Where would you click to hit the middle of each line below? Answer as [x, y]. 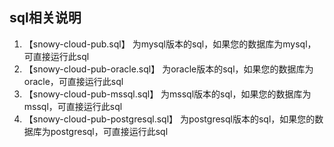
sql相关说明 [45, 18]
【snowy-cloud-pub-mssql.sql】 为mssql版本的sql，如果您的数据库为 [167, 94]
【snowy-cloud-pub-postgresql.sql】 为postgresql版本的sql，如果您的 [169, 119]
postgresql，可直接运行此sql [109, 131]
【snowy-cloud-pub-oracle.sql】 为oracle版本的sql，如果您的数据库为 [168, 69]
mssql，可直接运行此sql [73, 106]
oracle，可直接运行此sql [73, 81]
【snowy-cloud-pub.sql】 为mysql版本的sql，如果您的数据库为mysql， [170, 44]
